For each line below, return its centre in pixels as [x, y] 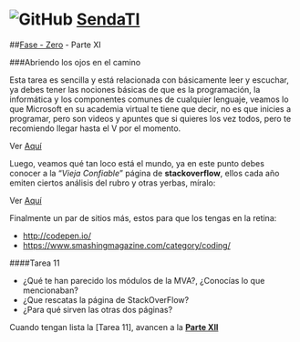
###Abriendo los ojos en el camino [75, 62]
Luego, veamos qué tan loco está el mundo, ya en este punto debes [137, 163]
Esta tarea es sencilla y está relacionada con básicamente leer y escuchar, [150, 80]
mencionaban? [51, 290]
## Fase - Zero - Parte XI [56, 45]
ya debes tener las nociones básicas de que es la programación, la [135, 89]
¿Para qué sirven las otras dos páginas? [98, 309]
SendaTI [108, 20]
